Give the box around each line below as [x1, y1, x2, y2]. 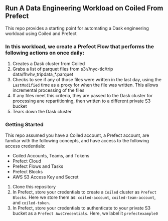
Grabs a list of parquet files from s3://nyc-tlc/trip [12, 66, 113, 72]
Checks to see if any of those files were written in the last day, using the [12, 77, 162, 83]
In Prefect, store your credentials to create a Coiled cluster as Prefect [12, 189, 157, 195]
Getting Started [5, 121, 44, 128]
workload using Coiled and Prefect [5, 30, 77, 37]
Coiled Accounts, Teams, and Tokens [12, 153, 90, 159]
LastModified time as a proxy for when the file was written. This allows [12, 82, 158, 88]
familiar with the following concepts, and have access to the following [5, 138, 149, 144]
